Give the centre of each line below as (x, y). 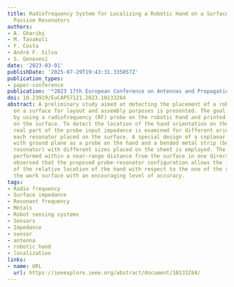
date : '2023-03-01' (36, 65)
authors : (20, 26)
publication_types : (36, 78)
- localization (29, 254)
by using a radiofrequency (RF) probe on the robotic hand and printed (120, 117)
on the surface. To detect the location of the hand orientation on (115, 124)
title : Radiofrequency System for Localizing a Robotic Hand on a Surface (118, 14)
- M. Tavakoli (28, 40)
